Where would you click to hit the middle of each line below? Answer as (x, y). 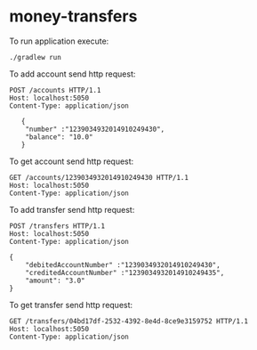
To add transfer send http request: (72, 209)
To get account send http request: (72, 161)
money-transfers (73, 16)
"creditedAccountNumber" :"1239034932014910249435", (125, 273)
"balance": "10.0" (59, 137)
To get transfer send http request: (71, 305)
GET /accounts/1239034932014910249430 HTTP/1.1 (99, 177)
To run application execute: (59, 41)
